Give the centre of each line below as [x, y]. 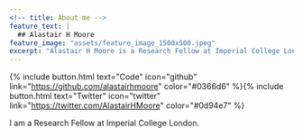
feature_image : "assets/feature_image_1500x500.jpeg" [113, 43]
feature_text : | [40, 26]
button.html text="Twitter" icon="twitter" [85, 96]
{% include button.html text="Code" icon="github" [103, 77]
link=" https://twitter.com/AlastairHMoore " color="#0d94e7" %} [127, 105]
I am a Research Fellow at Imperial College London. [105, 123]
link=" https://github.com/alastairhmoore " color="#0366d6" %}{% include [147, 87]
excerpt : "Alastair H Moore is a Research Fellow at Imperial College [145, 51]
